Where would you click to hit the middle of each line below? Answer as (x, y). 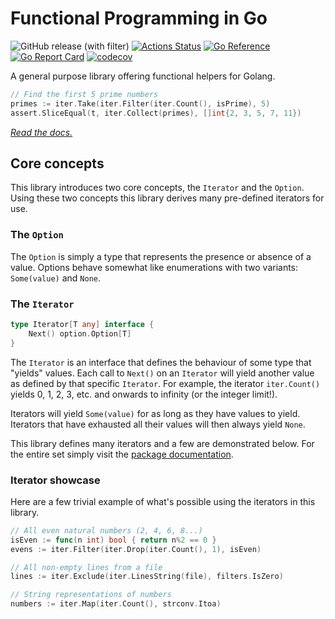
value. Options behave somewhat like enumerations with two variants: (154, 267)
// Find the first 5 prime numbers (84, 94)
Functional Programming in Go (139, 18)
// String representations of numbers (91, 595)
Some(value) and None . (56, 278)
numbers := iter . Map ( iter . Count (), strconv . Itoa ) (116, 604)
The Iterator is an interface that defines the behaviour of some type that (161, 362)
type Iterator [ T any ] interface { (82, 324)
